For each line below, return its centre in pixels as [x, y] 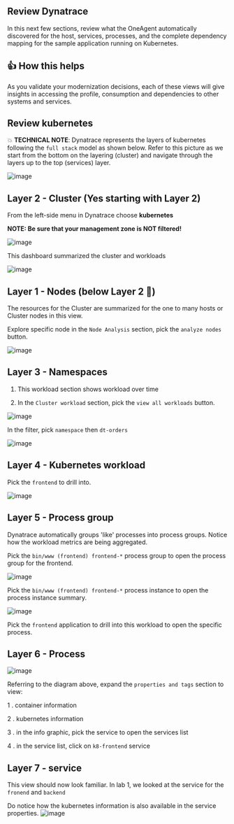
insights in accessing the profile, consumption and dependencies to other [113, 94]
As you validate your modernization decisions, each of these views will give [116, 86]
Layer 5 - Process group [60, 518]
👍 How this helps [46, 66]
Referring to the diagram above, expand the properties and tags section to [116, 684]
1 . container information [42, 705]
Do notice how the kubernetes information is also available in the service [112, 806]
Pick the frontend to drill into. [49, 482]
